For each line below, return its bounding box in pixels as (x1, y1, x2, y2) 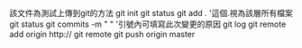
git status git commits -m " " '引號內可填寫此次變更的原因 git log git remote (9, 19, 287, 29)
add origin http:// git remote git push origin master (9, 29, 196, 39)
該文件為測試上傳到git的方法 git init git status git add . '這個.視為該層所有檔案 (9, 8, 293, 18)
